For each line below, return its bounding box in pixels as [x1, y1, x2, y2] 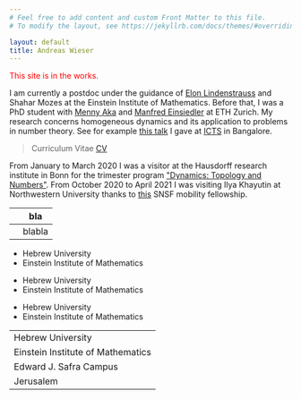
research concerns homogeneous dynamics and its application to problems [9, 116, 288, 127]
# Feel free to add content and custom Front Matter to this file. [9, 13, 267, 22]
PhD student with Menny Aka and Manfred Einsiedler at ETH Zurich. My [9, 106, 273, 117]
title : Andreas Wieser [9, 46, 94, 55]
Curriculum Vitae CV [30, 143, 107, 154]
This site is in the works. [9, 71, 99, 81]
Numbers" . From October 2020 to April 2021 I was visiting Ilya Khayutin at [9, 180, 281, 191]
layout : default [9, 38, 70, 47]
